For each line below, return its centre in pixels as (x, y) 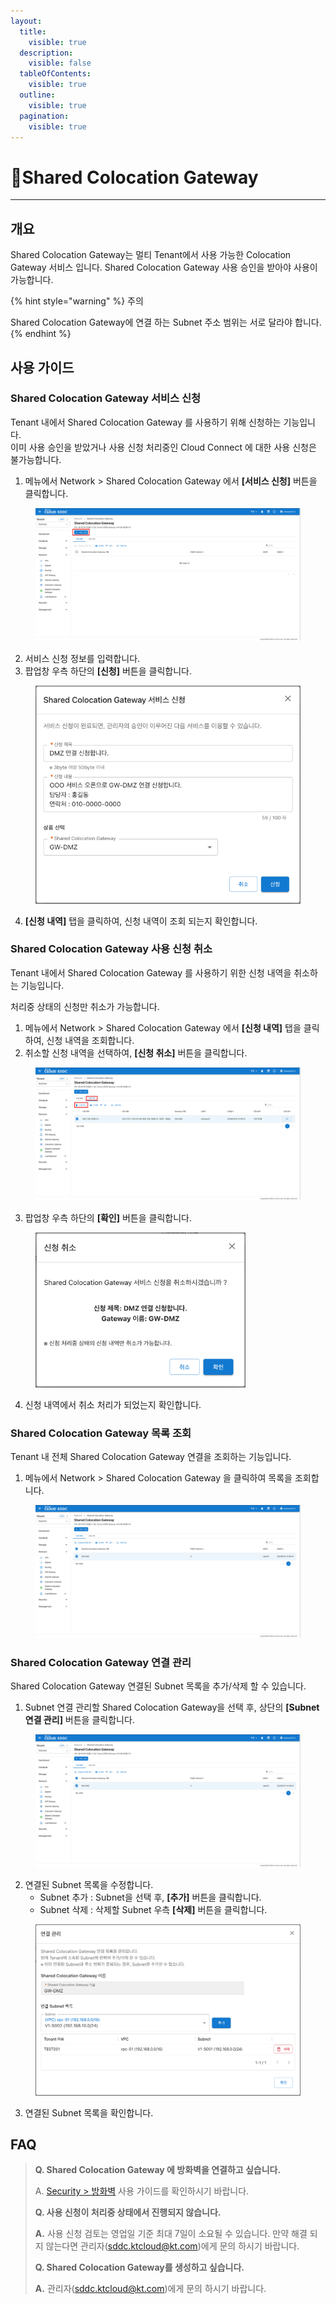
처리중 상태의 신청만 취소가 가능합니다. (85, 1006)
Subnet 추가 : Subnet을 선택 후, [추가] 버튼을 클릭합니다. (150, 1897)
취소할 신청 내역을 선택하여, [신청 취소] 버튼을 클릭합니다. (136, 1052)
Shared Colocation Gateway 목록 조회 (101, 1433)
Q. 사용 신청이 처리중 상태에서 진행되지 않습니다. (128, 2212)
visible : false (60, 63)
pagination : (44, 116)
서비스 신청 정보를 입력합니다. (82, 658)
